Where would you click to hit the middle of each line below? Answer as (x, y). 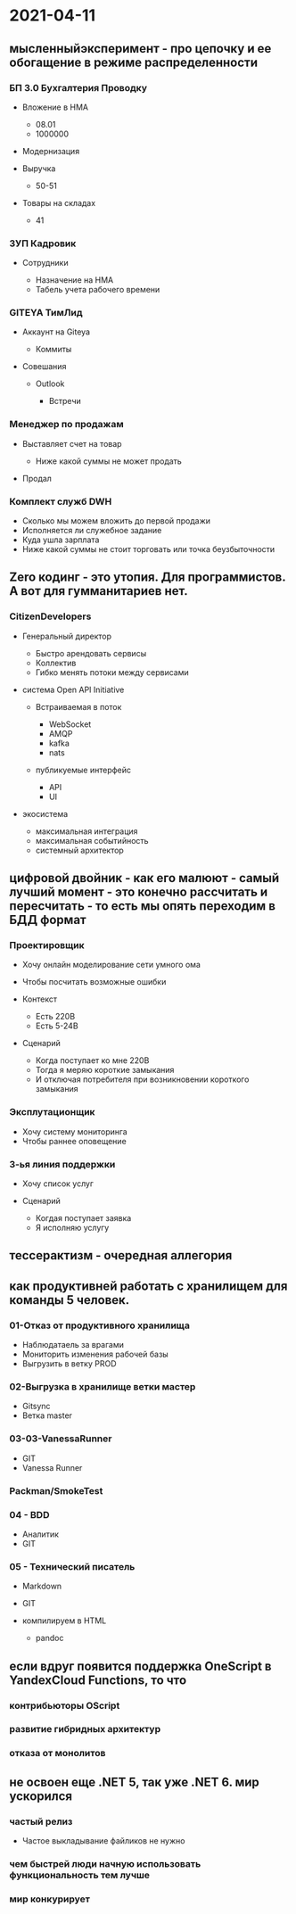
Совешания (44, 367)
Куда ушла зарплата (61, 540)
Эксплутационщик (52, 1112)
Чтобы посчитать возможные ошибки (94, 982)
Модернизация (51, 151)
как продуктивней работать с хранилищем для (148, 1286)
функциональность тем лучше (79, 1875)
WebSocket (70, 724)
